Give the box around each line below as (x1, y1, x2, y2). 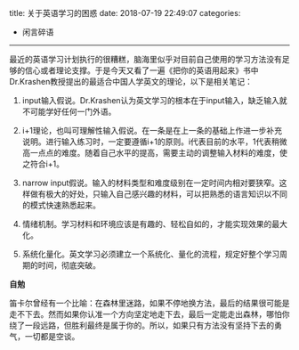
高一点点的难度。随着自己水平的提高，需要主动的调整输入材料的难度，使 (21, 148, 287, 158)
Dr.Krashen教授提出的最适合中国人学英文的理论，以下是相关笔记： (9, 77, 254, 86)
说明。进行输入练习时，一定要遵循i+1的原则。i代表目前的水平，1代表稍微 (21, 136, 287, 147)
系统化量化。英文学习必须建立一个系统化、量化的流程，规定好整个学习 (21, 248, 280, 259)
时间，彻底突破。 (37, 260, 101, 270)
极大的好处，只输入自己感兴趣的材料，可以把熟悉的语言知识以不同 (45, 189, 287, 199)
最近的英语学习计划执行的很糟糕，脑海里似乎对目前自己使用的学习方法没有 (9, 54, 282, 64)
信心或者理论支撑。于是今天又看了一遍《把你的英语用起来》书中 (24, 65, 259, 76)
